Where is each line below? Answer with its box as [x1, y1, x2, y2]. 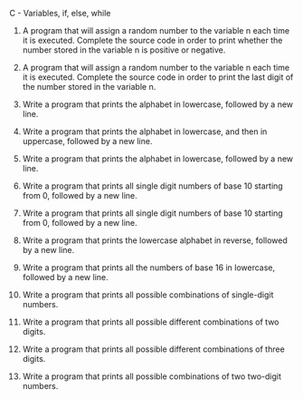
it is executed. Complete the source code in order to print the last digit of [22, 72, 294, 83]
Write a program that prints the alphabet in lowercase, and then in [22, 126, 268, 137]
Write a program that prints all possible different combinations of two [22, 316, 279, 327]
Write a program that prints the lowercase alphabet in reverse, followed [22, 235, 288, 246]
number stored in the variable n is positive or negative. [22, 44, 226, 55]
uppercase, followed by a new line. [22, 136, 153, 146]
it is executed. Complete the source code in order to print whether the [22, 35, 283, 45]
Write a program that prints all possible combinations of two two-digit [22, 371, 282, 382]
